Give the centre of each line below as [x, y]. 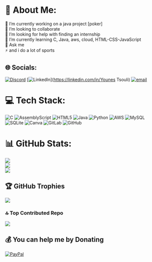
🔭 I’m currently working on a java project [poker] [54, 24]
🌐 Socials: [21, 68]
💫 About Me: [31, 10]
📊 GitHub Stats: [38, 143]
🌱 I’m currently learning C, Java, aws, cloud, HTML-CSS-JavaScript [73, 39]
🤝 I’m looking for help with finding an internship [53, 34]
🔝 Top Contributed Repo [34, 213]
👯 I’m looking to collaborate [33, 29]
